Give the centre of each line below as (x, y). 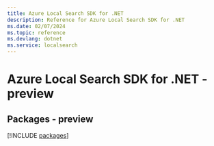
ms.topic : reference (37, 33)
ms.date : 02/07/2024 (37, 26)
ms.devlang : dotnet (35, 39)
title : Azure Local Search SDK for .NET (66, 13)
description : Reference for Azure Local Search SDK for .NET (96, 20)
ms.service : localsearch (42, 45)
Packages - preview (50, 119)
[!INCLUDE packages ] (38, 135)
